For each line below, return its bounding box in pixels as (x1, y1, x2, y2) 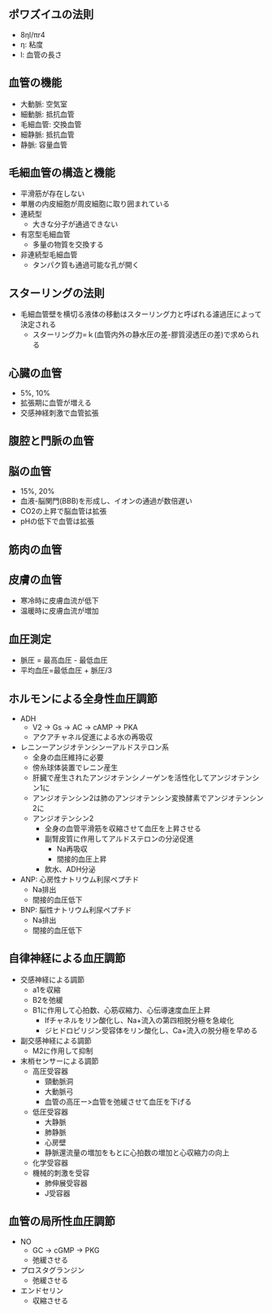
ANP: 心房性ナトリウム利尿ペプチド (19, 874, 140, 885)
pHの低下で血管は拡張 (19, 516, 95, 527)
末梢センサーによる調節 (19, 1056, 99, 1066)
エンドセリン (19, 1285, 63, 1295)
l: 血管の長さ (19, 50, 63, 59)
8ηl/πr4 (19, 29, 45, 39)
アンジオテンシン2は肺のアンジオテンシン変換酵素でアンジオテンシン (32, 793, 264, 803)
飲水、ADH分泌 (44, 864, 96, 874)
